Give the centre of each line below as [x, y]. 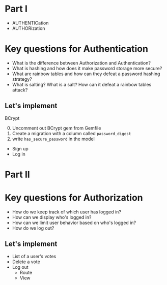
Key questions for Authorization [74, 198]
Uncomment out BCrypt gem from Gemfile [57, 128]
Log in [19, 154]
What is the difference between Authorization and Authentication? [81, 63]
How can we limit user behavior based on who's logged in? [74, 223]
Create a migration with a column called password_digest [72, 133]
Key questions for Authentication [77, 49]
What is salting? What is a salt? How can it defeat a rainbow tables [82, 84]
